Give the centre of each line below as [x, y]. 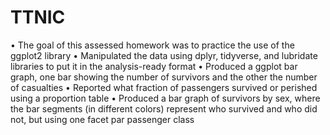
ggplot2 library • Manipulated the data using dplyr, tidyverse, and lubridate [164, 55]
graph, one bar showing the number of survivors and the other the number [164, 77]
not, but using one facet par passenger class [102, 119]
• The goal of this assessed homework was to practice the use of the [152, 45]
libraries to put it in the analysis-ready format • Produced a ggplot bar [154, 66]
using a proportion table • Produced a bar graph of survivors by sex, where [165, 98]
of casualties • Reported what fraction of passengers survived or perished [164, 87]
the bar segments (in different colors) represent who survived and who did [164, 108]
